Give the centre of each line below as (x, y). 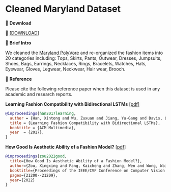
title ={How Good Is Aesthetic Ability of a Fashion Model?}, (76, 161)
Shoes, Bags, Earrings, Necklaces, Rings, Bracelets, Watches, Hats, (76, 63)
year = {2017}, (27, 133)
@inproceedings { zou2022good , (36, 156)
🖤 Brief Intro (18, 43)
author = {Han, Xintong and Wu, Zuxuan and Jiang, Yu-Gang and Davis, (86, 118)
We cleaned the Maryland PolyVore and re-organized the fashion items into (84, 53)
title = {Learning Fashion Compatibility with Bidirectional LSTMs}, (85, 123)
